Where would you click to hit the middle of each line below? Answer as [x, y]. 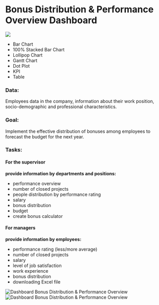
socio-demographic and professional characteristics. [61, 107]
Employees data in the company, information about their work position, [80, 101]
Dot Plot [21, 66]
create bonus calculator [38, 216]
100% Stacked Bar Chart [39, 49]
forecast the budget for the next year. [45, 136]
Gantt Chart [25, 60]
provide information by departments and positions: [61, 173]
